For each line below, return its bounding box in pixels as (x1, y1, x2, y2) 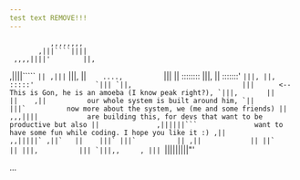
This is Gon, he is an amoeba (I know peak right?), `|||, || (9, 88, 275, 97)
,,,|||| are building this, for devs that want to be (9, 111, 263, 122)
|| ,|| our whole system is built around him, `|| (9, 96, 255, 105)
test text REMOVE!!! (9, 13, 88, 23)
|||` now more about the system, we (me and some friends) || (9, 104, 287, 113)
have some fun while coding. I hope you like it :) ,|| (9, 128, 226, 137)
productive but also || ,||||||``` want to (9, 120, 284, 129)
